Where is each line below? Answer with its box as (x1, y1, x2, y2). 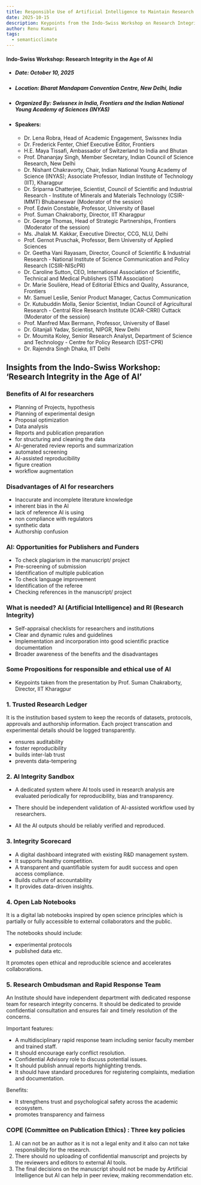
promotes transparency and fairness (14, 1111, 105, 1118)
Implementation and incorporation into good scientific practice (14, 638, 169, 645)
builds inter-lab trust (14, 751, 65, 758)
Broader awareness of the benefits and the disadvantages (14, 650, 159, 657)
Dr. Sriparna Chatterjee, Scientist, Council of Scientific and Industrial (23, 185, 193, 192)
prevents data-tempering (14, 758, 77, 765)
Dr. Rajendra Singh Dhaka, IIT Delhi (23, 345, 111, 352)
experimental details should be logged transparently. (6, 727, 136, 734)
